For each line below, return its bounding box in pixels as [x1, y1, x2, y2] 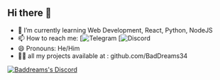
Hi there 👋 [7, 7, 52, 19]
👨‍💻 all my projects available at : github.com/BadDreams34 [17, 51, 188, 60]
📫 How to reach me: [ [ [17, 33, 121, 42]
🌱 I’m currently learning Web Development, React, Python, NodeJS [17, 25, 213, 34]
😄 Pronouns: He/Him [17, 44, 80, 52]
